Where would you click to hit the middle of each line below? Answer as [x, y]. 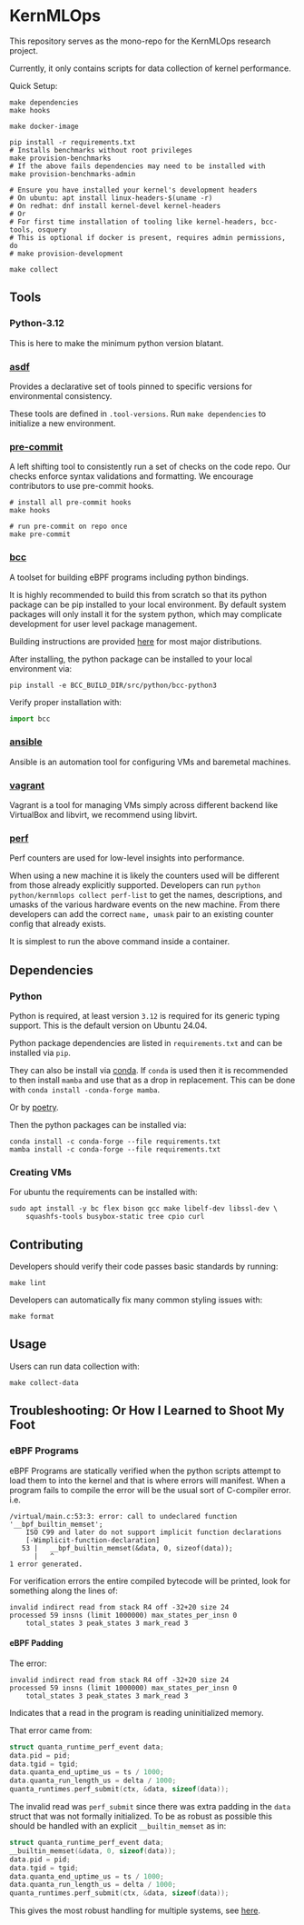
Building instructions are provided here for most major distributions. [136, 641]
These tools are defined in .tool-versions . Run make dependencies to [137, 414]
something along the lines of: [64, 1591]
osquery [52, 229]
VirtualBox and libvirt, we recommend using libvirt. [103, 814]
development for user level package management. [103, 623]
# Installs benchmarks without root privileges [101, 150]
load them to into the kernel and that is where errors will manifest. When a [147, 1480]
